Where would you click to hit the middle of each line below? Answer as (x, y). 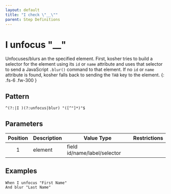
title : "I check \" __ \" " (32, 15)
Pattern (17, 96)
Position (18, 138)
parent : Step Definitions (33, 19)
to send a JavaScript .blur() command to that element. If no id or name (80, 70)
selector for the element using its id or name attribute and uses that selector (84, 64)
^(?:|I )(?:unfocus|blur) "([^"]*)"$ (45, 108)
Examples (21, 171)
